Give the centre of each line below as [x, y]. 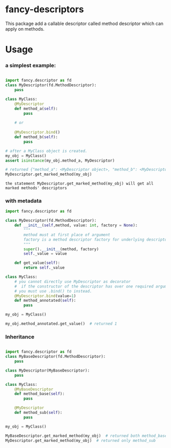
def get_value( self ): [37, 263]
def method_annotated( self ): [45, 301]
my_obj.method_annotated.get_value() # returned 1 [61, 324]
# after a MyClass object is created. [46, 151]
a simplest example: [31, 66]
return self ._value [44, 268]
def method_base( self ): [40, 394]
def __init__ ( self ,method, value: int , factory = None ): [76, 225]
